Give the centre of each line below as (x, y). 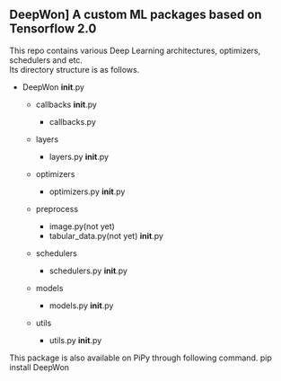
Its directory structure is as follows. (75, 69)
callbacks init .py (66, 104)
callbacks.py (73, 121)
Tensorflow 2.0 (53, 29)
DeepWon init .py (53, 87)
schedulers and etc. (46, 60)
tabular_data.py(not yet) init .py (106, 235)
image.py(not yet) (82, 226)
